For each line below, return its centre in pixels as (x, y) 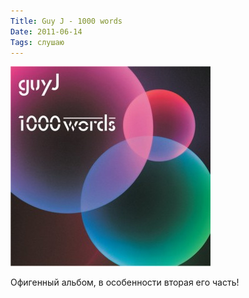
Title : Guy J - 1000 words (66, 21)
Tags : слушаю (37, 42)
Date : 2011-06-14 (46, 31)
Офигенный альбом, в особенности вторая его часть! (125, 282)
